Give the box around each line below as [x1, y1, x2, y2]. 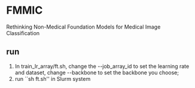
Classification [6, 29, 40, 36]
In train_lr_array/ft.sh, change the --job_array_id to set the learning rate [14, 62, 190, 70]
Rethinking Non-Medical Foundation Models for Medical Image [6, 23, 161, 30]
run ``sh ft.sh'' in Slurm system [14, 75, 91, 82]
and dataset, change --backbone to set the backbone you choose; [14, 69, 179, 76]
